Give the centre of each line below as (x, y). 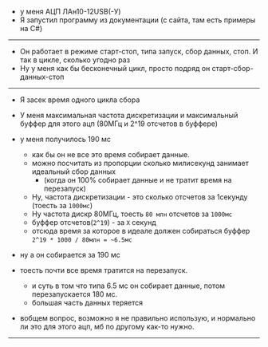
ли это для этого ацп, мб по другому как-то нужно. (107, 327)
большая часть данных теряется (87, 303)
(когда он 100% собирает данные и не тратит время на (138, 180)
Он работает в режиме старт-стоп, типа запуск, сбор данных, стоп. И (139, 51)
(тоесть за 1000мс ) (62, 205)
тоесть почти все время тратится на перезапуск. (104, 270)
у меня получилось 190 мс (65, 139)
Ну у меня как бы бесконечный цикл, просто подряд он (115, 68)
